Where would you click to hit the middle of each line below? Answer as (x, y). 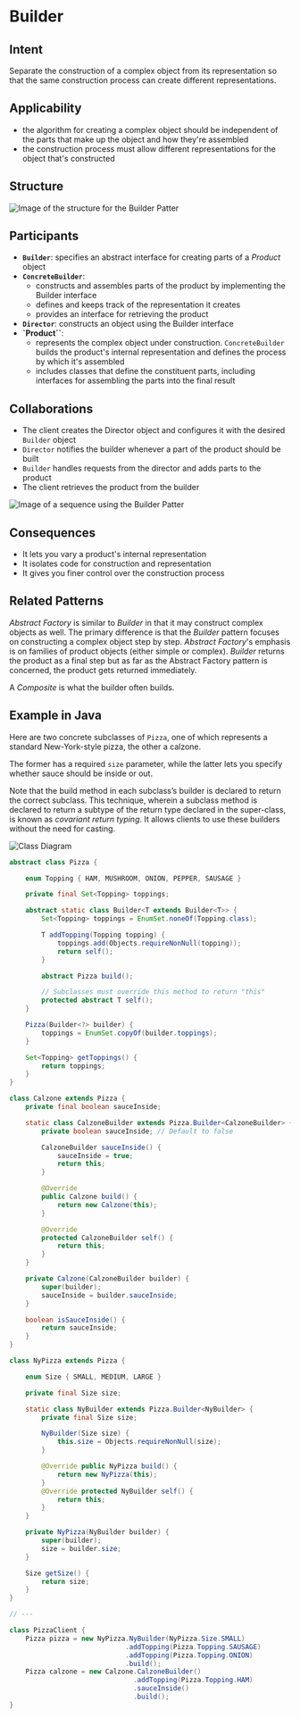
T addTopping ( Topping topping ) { (104, 935)
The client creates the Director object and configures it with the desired (154, 430)
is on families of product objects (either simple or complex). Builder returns (147, 651)
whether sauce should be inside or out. (81, 773)
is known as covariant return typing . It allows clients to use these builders (145, 819)
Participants (44, 236)
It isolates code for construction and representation (117, 563)
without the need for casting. (62, 829)
